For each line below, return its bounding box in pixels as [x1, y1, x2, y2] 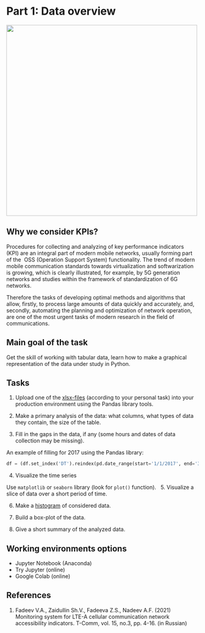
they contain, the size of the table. [15, 419, 101, 426]
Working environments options [6, 543, 127, 554]
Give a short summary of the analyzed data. [15, 525, 126, 533]
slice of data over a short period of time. [6, 490, 107, 497]
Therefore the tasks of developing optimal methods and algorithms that [6, 293, 185, 301]
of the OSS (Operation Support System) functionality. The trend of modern [6, 255, 195, 263]
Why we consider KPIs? [6, 227, 99, 237]
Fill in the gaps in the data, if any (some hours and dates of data [15, 431, 176, 438]
